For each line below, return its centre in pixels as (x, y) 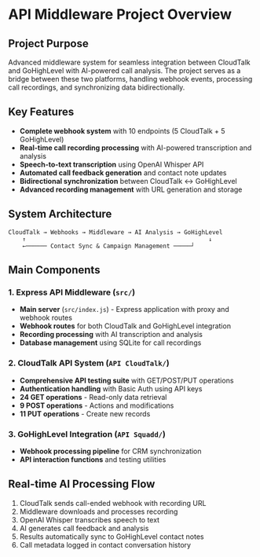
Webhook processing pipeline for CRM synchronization (110, 451)
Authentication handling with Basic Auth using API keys (111, 388)
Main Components (54, 270)
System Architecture (60, 214)
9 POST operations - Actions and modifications (97, 405)
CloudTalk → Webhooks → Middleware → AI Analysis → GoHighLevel (115, 232)
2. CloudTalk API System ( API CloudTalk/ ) (89, 363)
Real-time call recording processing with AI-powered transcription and (135, 148)
